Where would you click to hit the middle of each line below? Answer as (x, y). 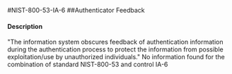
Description (25, 26)
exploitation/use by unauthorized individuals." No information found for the (116, 57)
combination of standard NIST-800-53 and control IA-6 (88, 64)
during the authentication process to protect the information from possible (116, 49)
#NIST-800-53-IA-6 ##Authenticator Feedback (76, 10)
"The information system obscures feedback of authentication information (115, 42)
